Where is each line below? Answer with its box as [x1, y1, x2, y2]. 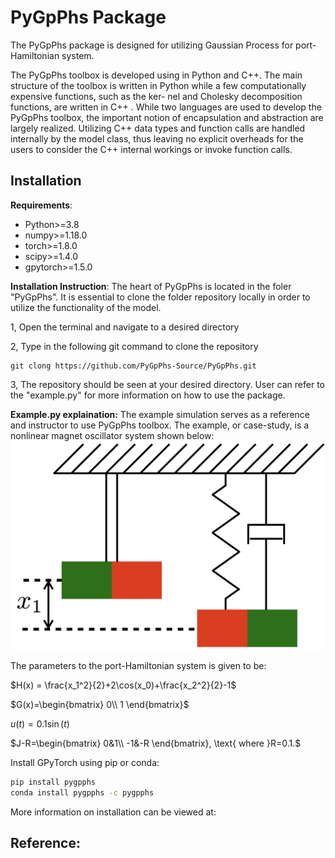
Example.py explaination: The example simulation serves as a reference [10, 408, 310, 420]
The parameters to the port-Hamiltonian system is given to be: [10, 659, 267, 671]
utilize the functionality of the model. [10, 301, 162, 313]
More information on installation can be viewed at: [10, 806, 217, 818]
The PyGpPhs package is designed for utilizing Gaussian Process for [10, 39, 294, 51]
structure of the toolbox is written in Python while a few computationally [10, 79, 307, 91]
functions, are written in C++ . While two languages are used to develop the [10, 101, 322, 113]
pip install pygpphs [10, 777, 97, 787]
